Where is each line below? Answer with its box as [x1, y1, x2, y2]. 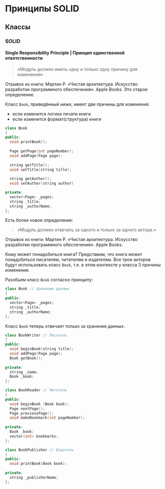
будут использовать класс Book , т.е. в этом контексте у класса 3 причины [5, 262, 161, 268]
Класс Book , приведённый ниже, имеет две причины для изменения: [5, 101, 150, 107]
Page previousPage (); [9, 411, 54, 416]
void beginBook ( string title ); [9, 347, 74, 352]
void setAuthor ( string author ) [9, 181, 74, 186]
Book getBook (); [9, 356, 43, 361]
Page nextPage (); [9, 406, 45, 411]
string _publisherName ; [9, 475, 58, 480]
